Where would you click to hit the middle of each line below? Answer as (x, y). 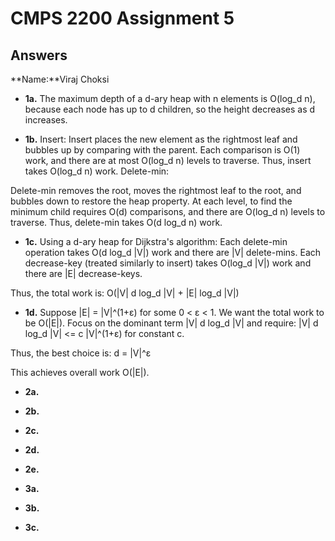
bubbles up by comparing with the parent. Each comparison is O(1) (162, 150)
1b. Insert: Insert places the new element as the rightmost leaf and (161, 139)
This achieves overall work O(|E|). (80, 372)
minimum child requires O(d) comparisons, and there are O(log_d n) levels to (168, 211)
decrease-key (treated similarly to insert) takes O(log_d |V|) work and (168, 263)
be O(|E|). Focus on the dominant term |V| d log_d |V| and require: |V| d (171, 323)
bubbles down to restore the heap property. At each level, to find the (151, 201)
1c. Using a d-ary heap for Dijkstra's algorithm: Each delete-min (156, 241)
